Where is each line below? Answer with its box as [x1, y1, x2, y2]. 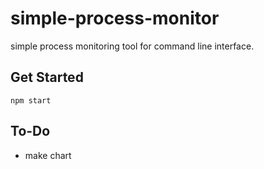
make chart [24, 149, 72, 161]
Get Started [10, 69, 84, 86]
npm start [10, 95, 52, 106]
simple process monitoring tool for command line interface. [10, 40, 255, 52]
